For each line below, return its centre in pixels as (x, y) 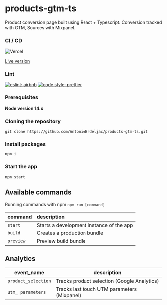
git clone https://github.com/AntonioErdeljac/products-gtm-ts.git (77, 132)
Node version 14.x (24, 108)
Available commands (38, 192)
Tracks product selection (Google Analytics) (107, 281)
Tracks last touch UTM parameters (96, 289)
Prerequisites (22, 97)
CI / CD (14, 40)
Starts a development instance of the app (85, 225)
